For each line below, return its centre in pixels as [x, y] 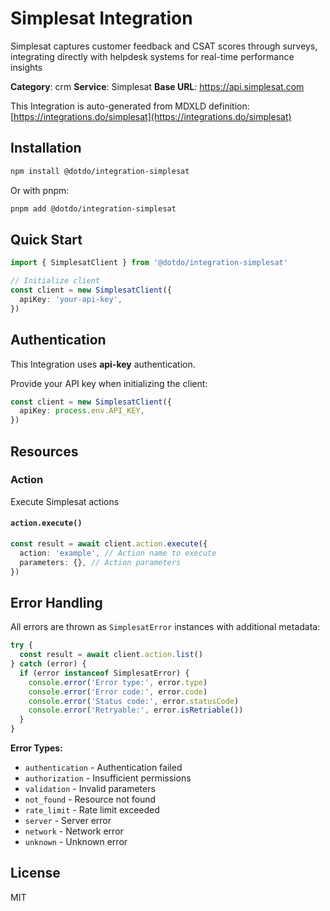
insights [26, 67]
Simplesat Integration [101, 18]
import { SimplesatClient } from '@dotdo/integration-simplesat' [149, 263]
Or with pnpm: [40, 190]
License [35, 873]
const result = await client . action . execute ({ [109, 544]
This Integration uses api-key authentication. [103, 364]
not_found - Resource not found [90, 799]
